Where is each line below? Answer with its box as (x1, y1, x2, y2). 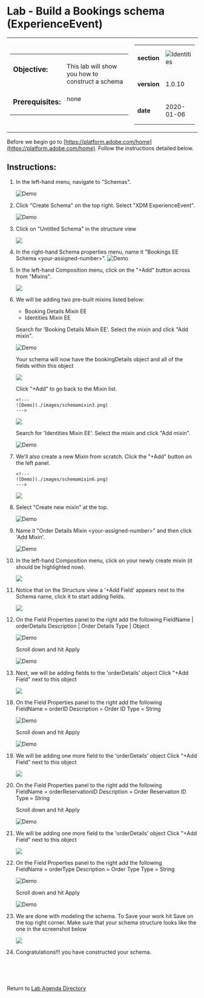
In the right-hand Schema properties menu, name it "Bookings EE (15, 248, 179, 255)
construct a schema (67, 77, 123, 86)
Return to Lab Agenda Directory (7, 985, 87, 992)
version (137, 80, 160, 88)
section (137, 53, 160, 62)
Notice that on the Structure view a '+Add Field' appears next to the (15, 586, 185, 594)
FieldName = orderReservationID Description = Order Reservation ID (15, 788, 186, 795)
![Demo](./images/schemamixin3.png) (15, 402, 108, 408)
